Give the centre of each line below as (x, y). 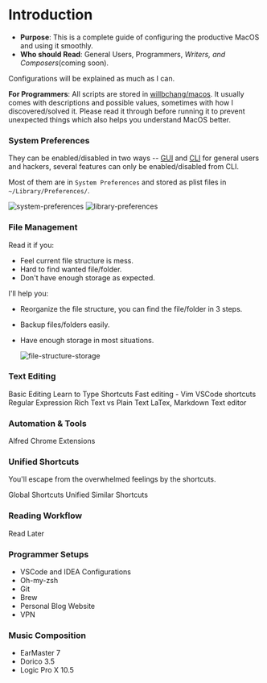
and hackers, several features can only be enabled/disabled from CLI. (124, 167)
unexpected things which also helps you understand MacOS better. (120, 119)
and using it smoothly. (57, 45)
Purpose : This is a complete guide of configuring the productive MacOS (140, 37)
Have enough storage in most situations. (87, 340)
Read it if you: (31, 245)
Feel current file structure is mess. (77, 260)
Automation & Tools (47, 423)
